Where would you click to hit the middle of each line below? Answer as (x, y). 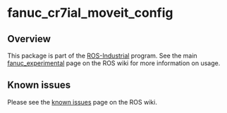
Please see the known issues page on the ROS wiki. (82, 102)
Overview (29, 39)
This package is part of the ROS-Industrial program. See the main (102, 55)
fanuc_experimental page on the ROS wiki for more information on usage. (114, 63)
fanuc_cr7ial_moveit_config (90, 13)
